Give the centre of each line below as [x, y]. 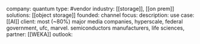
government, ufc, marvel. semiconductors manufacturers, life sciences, [95, 28]
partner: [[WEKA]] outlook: [40, 34]
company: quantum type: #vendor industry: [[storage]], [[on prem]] [90, 9]
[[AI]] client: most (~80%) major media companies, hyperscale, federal [95, 21]
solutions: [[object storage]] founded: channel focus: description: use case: [101, 15]
